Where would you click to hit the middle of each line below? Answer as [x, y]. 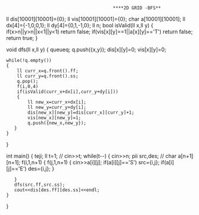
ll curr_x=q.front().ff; [48, 71]
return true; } [22, 38]
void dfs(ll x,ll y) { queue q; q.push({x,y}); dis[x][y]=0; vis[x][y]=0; [86, 49]
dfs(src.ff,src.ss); [40, 185]
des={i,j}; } [41, 169]
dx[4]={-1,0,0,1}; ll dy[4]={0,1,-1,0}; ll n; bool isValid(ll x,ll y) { [80, 25]
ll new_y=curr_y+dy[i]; [57, 107]
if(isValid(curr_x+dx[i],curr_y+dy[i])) [68, 92]
